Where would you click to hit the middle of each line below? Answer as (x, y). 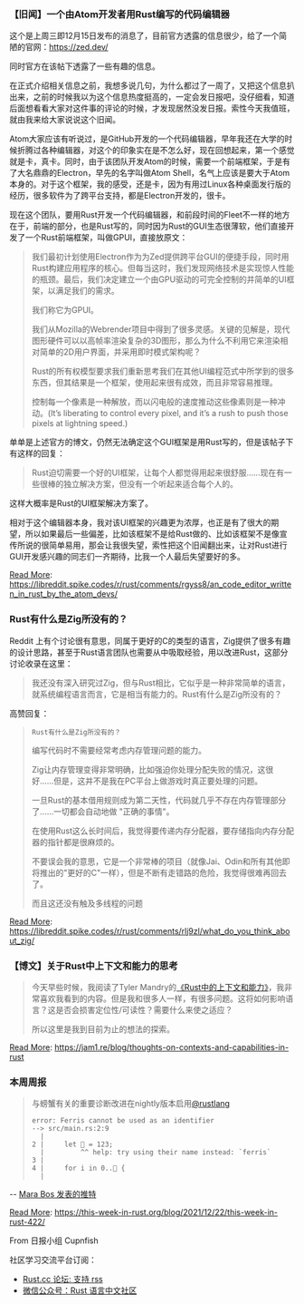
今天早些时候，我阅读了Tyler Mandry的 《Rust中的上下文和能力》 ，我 (158, 987)
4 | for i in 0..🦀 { (78, 1168)
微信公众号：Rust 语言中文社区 (80, 1290)
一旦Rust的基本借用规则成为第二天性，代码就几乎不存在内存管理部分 (159, 800)
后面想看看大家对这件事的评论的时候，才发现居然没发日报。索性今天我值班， (152, 108)
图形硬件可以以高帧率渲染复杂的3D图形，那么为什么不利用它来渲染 (156, 341)
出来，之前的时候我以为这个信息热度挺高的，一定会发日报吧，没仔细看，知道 (152, 97)
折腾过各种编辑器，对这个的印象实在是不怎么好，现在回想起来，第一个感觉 (156, 151)
